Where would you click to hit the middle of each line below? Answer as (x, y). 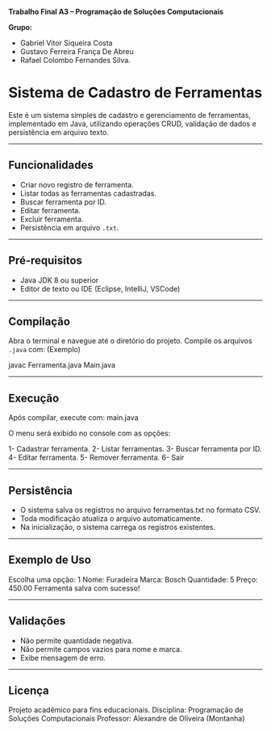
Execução (34, 398)
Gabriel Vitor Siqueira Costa (66, 43)
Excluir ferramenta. (52, 219)
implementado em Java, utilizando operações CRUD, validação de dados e (132, 124)
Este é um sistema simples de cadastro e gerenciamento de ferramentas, (130, 115)
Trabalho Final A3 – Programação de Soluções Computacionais (116, 12)
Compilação (40, 321)
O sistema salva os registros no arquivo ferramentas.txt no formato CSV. (140, 510)
